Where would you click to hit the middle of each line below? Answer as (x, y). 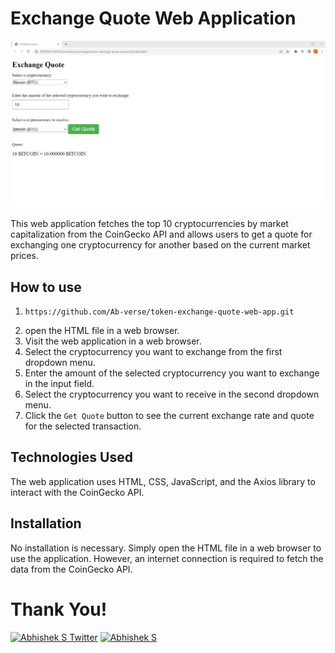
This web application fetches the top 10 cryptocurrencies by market (149, 224)
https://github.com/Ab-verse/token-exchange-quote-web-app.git (159, 312)
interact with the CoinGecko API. (77, 492)
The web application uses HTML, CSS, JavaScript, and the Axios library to (163, 481)
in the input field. (59, 383)
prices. (24, 256)
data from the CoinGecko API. (71, 569)
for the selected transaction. (83, 426)
